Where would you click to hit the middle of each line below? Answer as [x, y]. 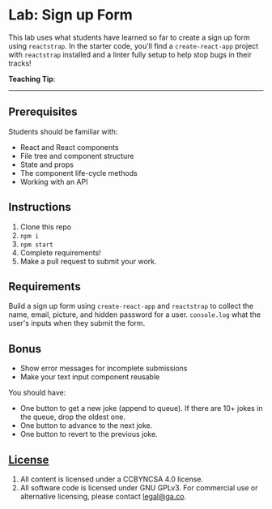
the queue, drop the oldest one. [72, 417]
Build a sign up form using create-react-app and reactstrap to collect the [131, 306]
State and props [47, 165]
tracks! [20, 63]
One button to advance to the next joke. [86, 426]
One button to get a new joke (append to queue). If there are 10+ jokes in [141, 408]
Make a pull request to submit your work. [88, 261]
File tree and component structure [77, 156]
